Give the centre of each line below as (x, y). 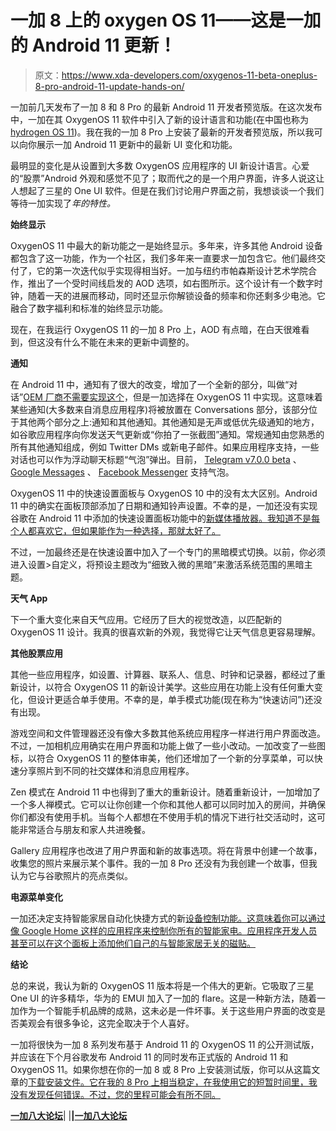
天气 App (29, 598)
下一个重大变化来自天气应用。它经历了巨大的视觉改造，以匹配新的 (146, 619)
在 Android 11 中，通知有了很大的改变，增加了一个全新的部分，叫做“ (150, 384)
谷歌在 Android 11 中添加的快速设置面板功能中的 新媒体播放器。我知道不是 (161, 518)
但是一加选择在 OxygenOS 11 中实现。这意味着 (227, 397)
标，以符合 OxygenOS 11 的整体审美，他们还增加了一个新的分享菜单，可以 (162, 758)
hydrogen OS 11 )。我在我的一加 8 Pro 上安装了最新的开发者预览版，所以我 (162, 132)
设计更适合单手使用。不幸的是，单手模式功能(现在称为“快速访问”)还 (175, 699)
